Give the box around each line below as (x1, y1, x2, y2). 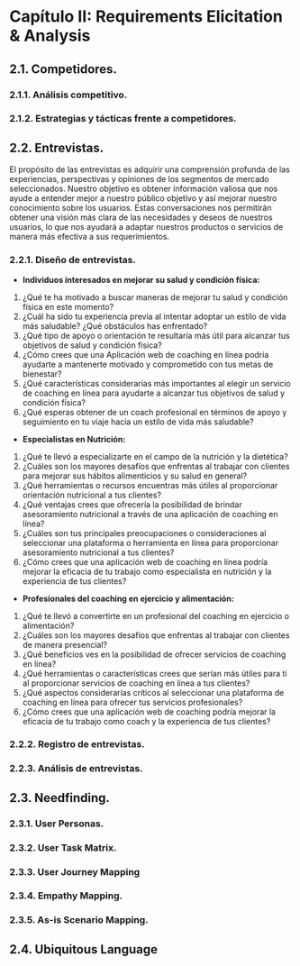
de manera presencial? (22, 639, 108, 650)
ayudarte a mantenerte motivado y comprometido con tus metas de (22, 359, 274, 369)
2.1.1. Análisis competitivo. (9, 88, 128, 101)
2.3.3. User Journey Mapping (9, 865, 141, 878)
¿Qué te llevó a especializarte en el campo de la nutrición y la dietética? (22, 451, 288, 461)
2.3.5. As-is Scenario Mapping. (9, 914, 149, 926)
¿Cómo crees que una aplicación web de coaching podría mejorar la (22, 706, 277, 717)
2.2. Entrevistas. (9, 140, 105, 155)
